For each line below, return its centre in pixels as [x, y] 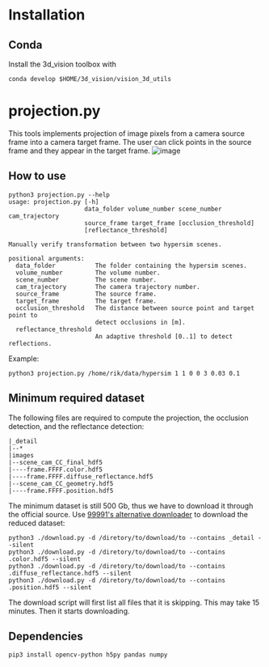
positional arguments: [46, 258]
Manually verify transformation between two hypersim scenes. [115, 244]
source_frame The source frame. [86, 294]
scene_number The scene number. [86, 280]
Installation [47, 15]
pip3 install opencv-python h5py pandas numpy [88, 655]
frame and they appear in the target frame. [80, 151]
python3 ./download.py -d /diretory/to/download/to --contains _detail [131, 537]
